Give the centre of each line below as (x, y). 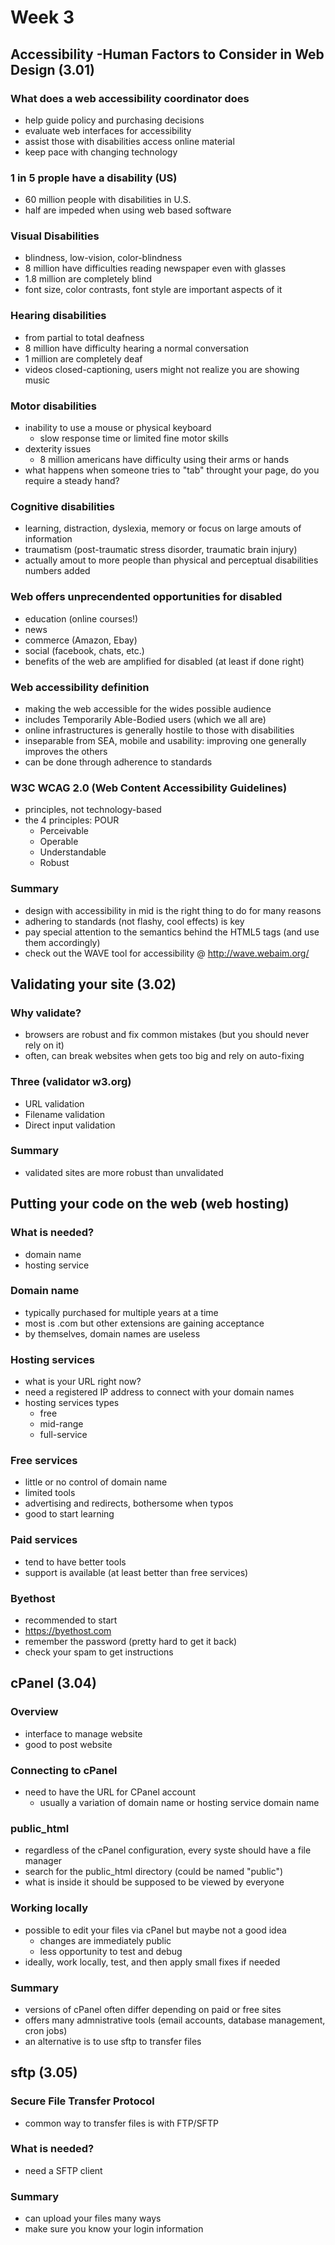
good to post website (68, 1744)
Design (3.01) (53, 69)
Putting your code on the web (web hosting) (150, 1204)
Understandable (73, 852)
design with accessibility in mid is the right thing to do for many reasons (173, 910)
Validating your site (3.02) (93, 984)
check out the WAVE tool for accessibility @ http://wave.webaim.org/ (167, 953)
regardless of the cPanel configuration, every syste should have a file (168, 1850)
